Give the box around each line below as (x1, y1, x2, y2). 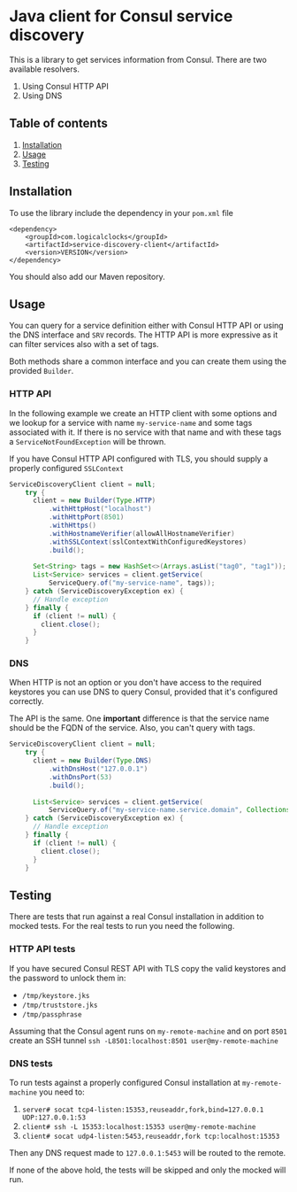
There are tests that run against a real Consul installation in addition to (9, 911, 264, 922)
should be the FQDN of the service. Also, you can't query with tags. (9, 723, 255, 733)
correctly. (9, 696, 44, 707)
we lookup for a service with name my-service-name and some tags (9, 417, 253, 428)
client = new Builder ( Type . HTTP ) (32, 496, 156, 506)
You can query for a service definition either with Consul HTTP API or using (9, 321, 285, 331)
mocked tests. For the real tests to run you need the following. (9, 921, 235, 932)
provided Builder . (9, 366, 74, 376)
